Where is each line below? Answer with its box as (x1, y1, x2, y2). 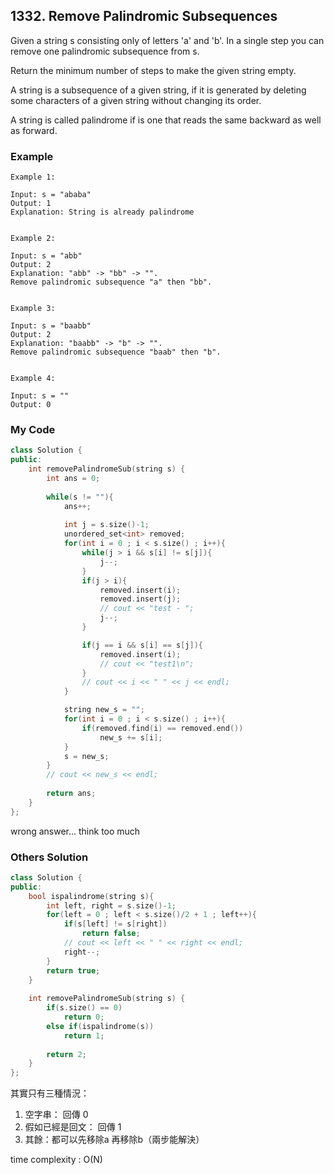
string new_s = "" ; (63, 705, 145, 715)
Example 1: (10, 172, 56, 183)
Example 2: (10, 234, 56, 244)
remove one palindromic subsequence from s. (10, 45, 200, 57)
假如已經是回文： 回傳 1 (24, 1121, 122, 1133)
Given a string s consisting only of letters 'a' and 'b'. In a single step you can (10, 34, 325, 46)
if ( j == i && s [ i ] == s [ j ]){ (81, 640, 204, 650)
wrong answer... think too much (10, 825, 141, 837)
